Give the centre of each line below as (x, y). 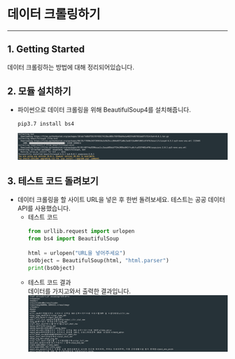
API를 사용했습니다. (44, 208)
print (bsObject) (51, 268)
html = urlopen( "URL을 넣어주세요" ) (77, 253)
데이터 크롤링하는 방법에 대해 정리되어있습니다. (71, 67)
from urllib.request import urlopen (81, 231)
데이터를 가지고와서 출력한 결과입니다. (79, 291)
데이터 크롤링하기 (54, 14)
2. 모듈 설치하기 (39, 92)
